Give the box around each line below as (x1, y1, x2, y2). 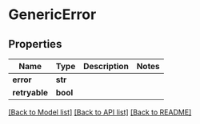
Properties (8, 37, 62, 51)
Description (82, 61, 130, 72)
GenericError (8, 6, 97, 24)
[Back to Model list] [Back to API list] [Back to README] (8, 107, 192, 117)
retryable (12, 87, 48, 98)
